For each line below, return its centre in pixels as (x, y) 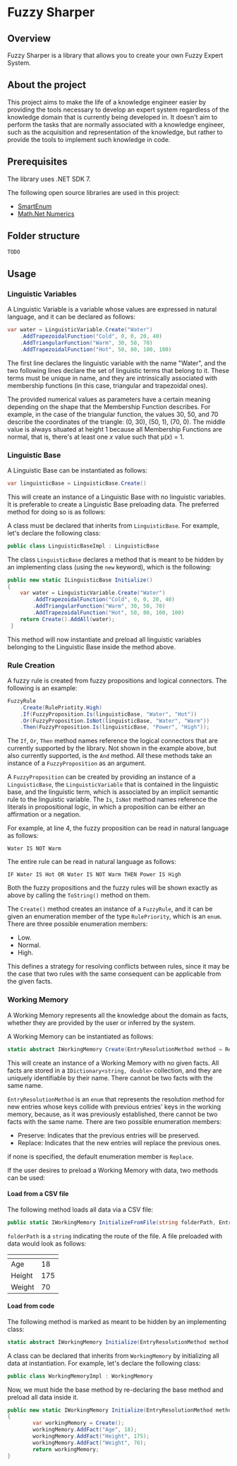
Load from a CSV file (38, 1194)
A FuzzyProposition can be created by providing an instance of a (102, 777)
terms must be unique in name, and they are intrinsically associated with (112, 378)
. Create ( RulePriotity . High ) (61, 707)
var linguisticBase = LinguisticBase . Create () (77, 483)
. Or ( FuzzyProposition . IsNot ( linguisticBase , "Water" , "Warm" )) (115, 721)
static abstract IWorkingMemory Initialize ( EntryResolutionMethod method (118, 1342)
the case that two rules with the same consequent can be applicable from (114, 974)
